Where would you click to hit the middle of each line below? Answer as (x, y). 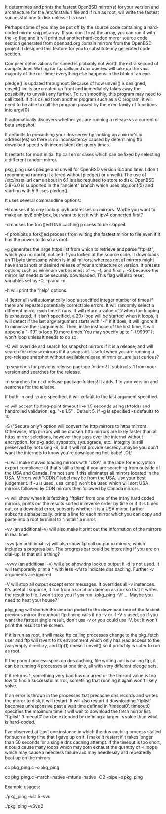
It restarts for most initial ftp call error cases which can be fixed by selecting (83, 154)
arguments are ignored (28, 575)
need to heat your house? (31, 600)
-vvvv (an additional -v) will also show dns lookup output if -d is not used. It (82, 564)
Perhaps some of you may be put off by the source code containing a (76, 27)
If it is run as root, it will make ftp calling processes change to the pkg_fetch (82, 635)
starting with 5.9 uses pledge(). (37, 190)
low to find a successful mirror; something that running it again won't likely (81, 680)
